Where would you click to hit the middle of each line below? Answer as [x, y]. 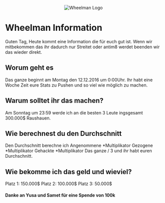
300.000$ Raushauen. [28, 118]
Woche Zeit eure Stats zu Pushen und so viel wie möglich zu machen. [77, 85]
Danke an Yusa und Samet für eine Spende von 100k [60, 195]
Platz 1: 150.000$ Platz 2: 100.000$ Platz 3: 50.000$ [59, 184]
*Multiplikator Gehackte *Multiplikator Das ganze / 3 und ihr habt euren [79, 151]
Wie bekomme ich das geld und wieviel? [69, 172]
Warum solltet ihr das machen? [54, 101]
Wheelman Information [54, 28]
